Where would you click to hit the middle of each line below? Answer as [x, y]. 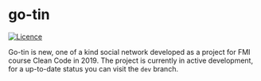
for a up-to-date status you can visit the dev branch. [93, 68]
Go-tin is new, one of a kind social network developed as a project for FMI [129, 52]
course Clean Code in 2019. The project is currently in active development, [130, 60]
